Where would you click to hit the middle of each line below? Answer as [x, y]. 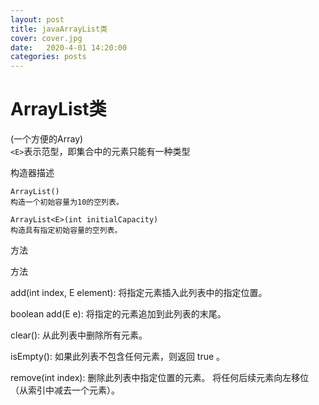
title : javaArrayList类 [59, 29]
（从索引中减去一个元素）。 [65, 390]
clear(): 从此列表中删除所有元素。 [79, 335]
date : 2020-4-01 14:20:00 [69, 47]
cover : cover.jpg [46, 38]
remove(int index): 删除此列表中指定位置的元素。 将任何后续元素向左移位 [160, 378]
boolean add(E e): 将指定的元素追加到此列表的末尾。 [118, 314]
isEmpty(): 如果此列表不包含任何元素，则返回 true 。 [118, 357]
